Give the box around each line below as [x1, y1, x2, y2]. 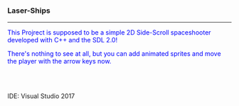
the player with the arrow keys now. [7, 57, 112, 66]
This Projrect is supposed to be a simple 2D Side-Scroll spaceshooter [7, 28, 211, 37]
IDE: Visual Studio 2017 [7, 92, 75, 100]
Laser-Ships [7, 6, 51, 16]
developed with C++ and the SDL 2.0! [7, 36, 118, 45]
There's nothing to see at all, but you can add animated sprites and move [7, 49, 222, 58]
